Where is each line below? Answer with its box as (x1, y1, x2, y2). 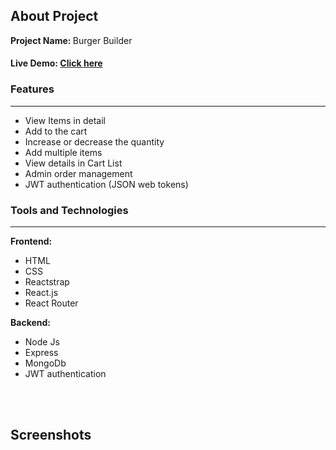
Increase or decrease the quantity (24, 135, 165, 148)
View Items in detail (24, 114, 106, 126)
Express (24, 347, 59, 358)
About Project (10, 8, 99, 25)
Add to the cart (24, 125, 88, 137)
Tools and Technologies (10, 203, 129, 217)
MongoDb (24, 357, 67, 369)
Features (10, 82, 55, 96)
